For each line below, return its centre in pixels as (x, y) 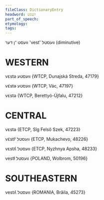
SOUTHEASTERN (41, 178)
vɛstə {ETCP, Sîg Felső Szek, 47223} (43, 129)
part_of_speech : (22, 19)
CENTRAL (26, 116)
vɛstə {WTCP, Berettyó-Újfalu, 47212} (44, 96)
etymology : (16, 24)
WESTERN (27, 62)
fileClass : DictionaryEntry (34, 10)
